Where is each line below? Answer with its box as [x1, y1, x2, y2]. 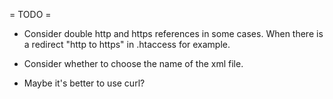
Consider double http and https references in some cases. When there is [23, 28, 324, 39]
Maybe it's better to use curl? [23, 77, 146, 89]
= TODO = [9, 9, 52, 20]
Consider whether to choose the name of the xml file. [23, 58, 244, 69]
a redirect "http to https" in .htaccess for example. [23, 39, 231, 50]
